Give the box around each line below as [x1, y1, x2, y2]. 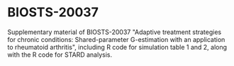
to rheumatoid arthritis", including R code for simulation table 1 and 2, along [7, 43, 228, 51]
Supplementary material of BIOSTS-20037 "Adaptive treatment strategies [7, 28, 222, 36]
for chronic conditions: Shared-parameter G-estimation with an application [7, 35, 225, 43]
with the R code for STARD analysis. [7, 50, 112, 59]
